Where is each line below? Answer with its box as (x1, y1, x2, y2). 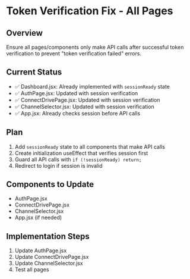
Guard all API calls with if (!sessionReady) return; (14, 156, 142, 163)
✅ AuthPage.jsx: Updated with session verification (14, 89, 138, 96)
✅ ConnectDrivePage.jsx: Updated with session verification (14, 96, 160, 104)
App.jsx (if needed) (14, 214, 62, 221)
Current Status (6, 67, 62, 77)
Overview (6, 28, 43, 38)
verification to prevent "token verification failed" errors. (6, 50, 141, 57)
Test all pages (14, 266, 49, 273)
